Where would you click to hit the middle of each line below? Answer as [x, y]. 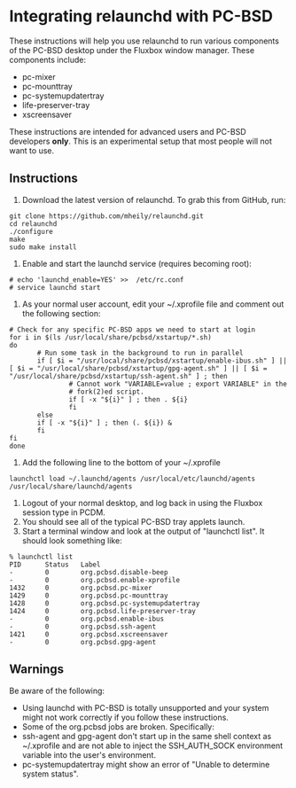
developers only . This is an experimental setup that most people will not [141, 141]
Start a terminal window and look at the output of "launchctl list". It [143, 531]
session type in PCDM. [64, 512]
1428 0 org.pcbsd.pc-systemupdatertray [105, 603]
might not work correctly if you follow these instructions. [125, 717]
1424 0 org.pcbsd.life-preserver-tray [103, 611]
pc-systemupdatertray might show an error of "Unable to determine [146, 764]
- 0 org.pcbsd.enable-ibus [87, 619]
